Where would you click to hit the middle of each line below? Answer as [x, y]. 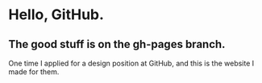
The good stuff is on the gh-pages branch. [117, 44]
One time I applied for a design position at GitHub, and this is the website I [131, 63]
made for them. [34, 72]
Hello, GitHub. [56, 15]
